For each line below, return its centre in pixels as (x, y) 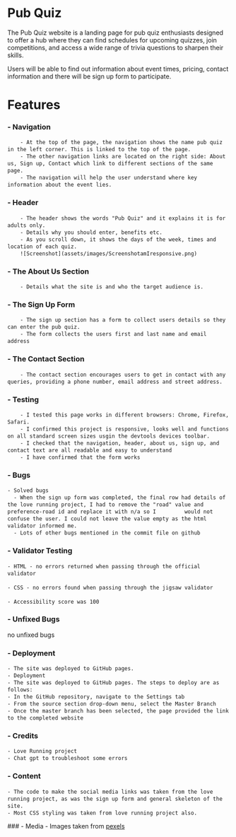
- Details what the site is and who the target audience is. (112, 287)
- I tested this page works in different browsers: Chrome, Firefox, (125, 415)
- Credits (23, 736)
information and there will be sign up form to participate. (89, 76)
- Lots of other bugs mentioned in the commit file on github (107, 533)
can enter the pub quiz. (44, 327)
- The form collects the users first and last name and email (113, 334)
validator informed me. (42, 526)
